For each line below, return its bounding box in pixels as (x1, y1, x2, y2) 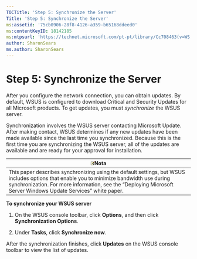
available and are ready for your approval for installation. (6, 146, 142, 154)
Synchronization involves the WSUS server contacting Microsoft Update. (6, 122, 182, 129)
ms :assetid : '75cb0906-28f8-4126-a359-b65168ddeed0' (6, 22, 138, 28)
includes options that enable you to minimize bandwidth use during (8, 175, 171, 182)
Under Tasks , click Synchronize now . (14, 229, 107, 236)
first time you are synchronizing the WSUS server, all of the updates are (6, 141, 179, 148)
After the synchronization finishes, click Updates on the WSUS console (6, 240, 178, 247)
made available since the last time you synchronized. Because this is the (6, 134, 181, 141)
